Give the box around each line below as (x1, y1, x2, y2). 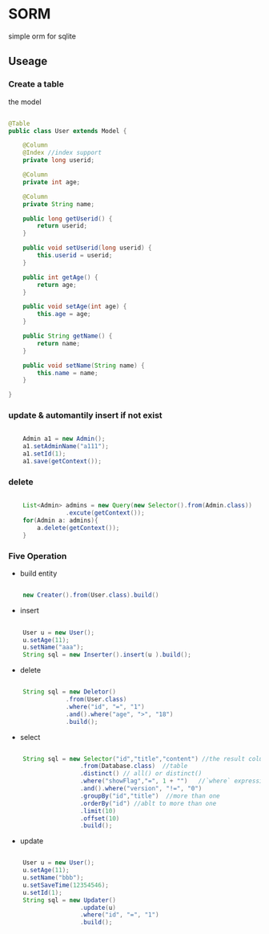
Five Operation (8, 550, 67, 561)
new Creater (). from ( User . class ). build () (22, 591, 159, 599)
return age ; (37, 281, 78, 289)
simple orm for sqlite (8, 31, 76, 41)
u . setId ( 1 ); (22, 888, 62, 896)
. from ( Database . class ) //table (79, 762, 188, 770)
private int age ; (22, 178, 81, 186)
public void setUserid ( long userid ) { (22, 244, 152, 253)
